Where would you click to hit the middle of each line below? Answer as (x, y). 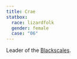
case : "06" (25, 34)
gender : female (30, 28)
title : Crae (21, 12)
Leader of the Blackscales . (38, 50)
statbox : (17, 17)
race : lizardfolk (33, 22)
